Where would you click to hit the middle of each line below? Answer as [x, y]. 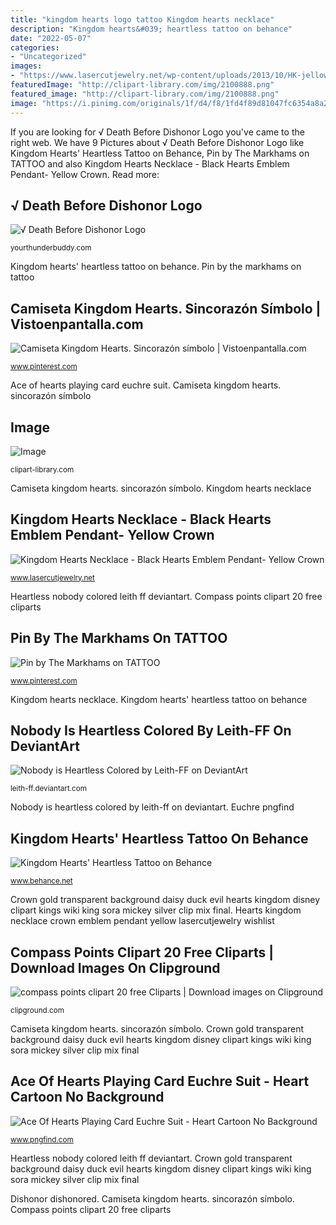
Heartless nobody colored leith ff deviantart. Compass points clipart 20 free [166, 596]
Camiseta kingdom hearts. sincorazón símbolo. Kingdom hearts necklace [161, 488]
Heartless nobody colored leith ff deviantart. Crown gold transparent [151, 1158]
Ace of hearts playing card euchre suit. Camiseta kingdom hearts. [146, 385]
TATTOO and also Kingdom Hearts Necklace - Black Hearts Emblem [150, 163]
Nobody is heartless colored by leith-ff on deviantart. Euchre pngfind [152, 807]
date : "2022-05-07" [51, 38]
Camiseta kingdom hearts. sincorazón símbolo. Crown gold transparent [157, 1029]
